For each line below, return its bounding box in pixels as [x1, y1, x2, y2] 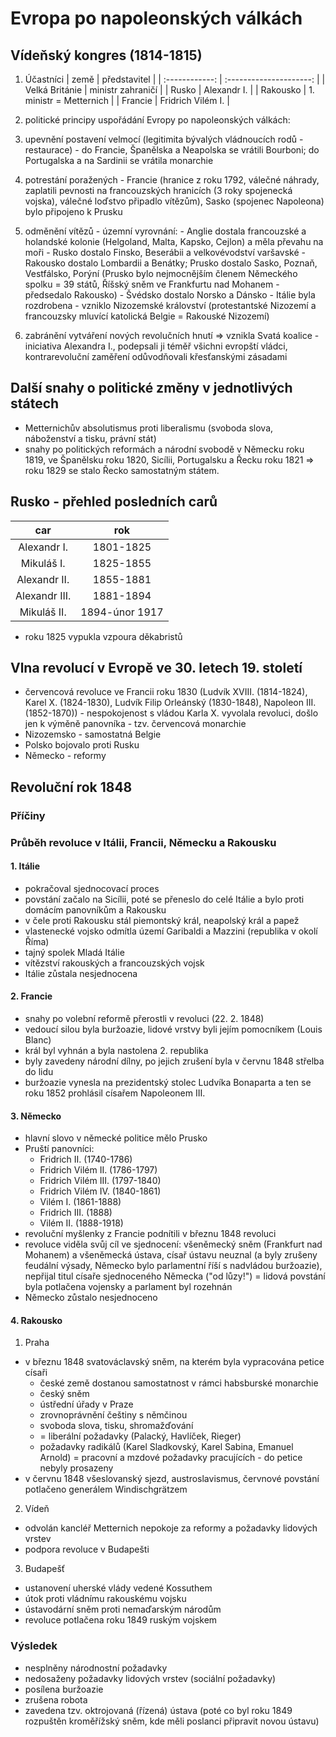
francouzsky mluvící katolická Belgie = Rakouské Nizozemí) [24, 310, 270, 322]
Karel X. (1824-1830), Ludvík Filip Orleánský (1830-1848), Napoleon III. [24, 697, 317, 709]
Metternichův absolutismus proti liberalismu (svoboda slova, [24, 422, 274, 434]
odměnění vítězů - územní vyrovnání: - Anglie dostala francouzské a [24, 225, 307, 237]
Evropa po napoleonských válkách [10, 7, 303, 30]
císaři [24, 1367, 48, 1379]
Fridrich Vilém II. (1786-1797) [39, 1164, 158, 1176]
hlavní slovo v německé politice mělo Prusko [24, 1132, 208, 1144]
